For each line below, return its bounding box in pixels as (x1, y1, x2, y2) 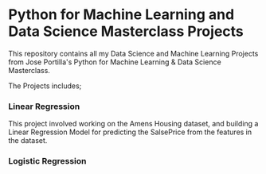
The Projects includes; (8, 81, 82, 91)
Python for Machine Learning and (8, 6, 235, 24)
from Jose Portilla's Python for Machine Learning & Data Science (8, 57, 221, 67)
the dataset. (8, 136, 48, 145)
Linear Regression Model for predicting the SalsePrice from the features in (8, 127, 252, 137)
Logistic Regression (8, 156, 87, 167)
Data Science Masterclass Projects (8, 22, 244, 41)
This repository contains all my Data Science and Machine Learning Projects (8, 48, 259, 58)
